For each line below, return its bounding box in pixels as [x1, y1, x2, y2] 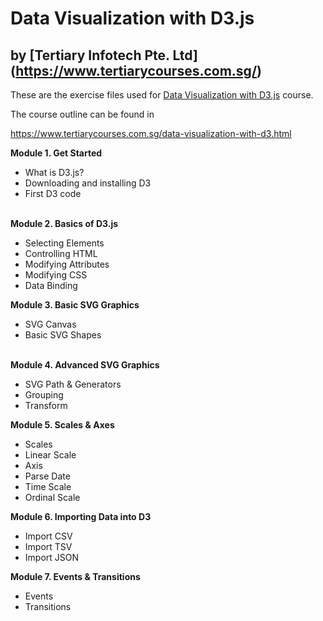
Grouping [24, 389, 64, 401]
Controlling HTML [24, 248, 98, 259]
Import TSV [24, 541, 73, 552]
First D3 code [24, 188, 82, 199]
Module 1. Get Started [10, 147, 103, 159]
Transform [24, 400, 68, 411]
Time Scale [24, 481, 72, 492]
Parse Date [24, 470, 71, 482]
